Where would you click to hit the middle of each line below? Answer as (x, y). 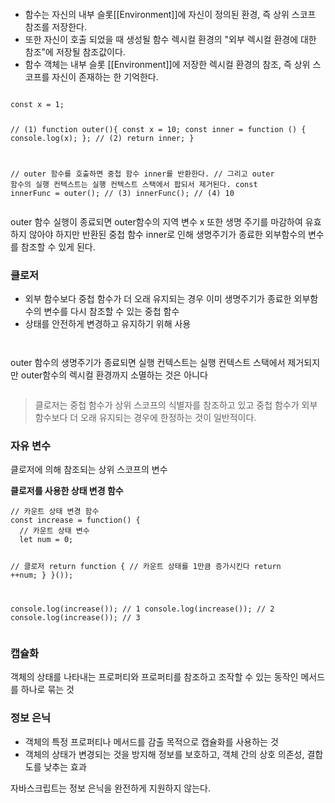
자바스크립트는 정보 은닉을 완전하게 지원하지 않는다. (110, 788)
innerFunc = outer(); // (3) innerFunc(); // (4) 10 (122, 193)
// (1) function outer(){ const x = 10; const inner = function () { (158, 129)
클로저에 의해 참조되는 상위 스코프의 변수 (89, 470)
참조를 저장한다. (55, 27)
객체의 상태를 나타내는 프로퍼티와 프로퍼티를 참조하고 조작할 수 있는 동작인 (154, 677)
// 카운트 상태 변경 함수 (55, 512)
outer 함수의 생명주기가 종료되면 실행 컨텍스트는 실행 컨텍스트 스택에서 (148, 363)
